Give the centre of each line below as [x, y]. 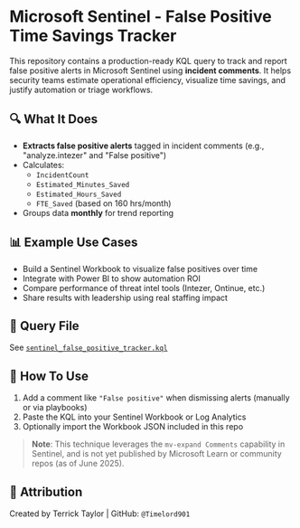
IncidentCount [62, 175]
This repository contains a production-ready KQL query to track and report [148, 61]
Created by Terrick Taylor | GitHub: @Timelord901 [100, 514]
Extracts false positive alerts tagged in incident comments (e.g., [143, 146]
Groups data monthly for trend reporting [98, 212]
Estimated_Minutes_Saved [83, 184]
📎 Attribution [46, 491]
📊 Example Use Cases [74, 243]
